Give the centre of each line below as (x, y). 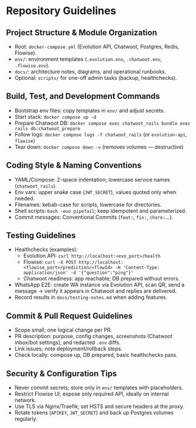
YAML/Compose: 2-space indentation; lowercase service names (92, 179)
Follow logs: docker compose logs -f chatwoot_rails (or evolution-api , (101, 134)
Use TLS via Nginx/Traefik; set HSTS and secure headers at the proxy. (99, 406)
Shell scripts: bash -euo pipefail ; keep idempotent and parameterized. (100, 210)
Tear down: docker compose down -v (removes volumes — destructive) (99, 147)
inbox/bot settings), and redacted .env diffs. (68, 343)
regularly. (26, 419)
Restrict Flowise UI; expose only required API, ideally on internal (92, 394)
